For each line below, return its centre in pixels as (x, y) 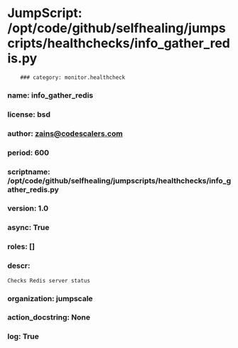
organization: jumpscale (50, 298)
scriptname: (29, 172)
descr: (19, 266)
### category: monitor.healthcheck (73, 77)
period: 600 (28, 152)
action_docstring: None (49, 317)
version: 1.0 (28, 209)
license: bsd (29, 114)
